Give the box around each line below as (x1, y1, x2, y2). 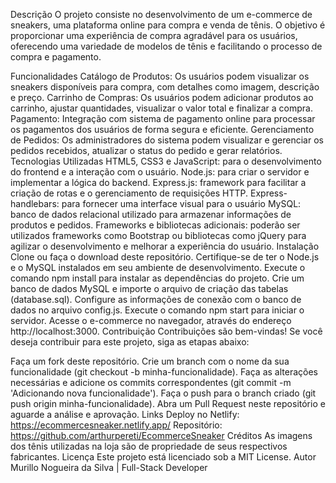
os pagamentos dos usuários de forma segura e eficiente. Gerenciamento (10, 124, 315, 135)
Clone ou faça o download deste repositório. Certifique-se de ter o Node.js (10, 251, 320, 263)
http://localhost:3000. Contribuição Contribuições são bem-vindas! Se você (10, 325, 323, 337)
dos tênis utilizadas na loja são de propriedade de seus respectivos (10, 440, 288, 452)
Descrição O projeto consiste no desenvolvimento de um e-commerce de (10, 9, 313, 20)
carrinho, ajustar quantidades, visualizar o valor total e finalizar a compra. (10, 102, 313, 114)
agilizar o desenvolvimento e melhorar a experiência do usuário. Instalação (10, 240, 320, 252)
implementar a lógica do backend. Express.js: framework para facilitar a (10, 177, 307, 188)
